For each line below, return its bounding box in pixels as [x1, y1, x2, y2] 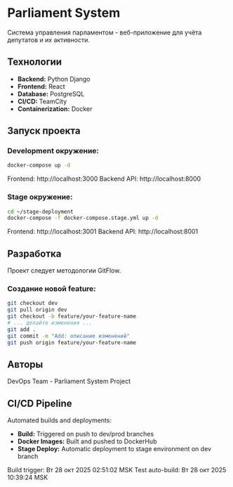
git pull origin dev [7, 306, 68, 313]
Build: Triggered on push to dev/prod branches [17, 430, 154, 439]
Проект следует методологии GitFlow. [7, 266, 121, 275]
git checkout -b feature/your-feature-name [7, 313, 137, 320]
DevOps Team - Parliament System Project [7, 377, 131, 386]
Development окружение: [7, 146, 100, 156]
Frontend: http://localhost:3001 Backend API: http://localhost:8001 [7, 227, 199, 236]
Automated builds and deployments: [7, 416, 112, 424]
